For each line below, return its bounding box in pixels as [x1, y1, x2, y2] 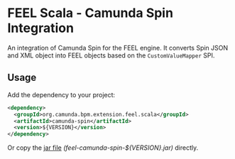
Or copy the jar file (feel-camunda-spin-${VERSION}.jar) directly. [7, 143, 199, 152]
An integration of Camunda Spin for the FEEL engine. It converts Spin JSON [7, 43, 229, 52]
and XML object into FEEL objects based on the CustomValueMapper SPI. [7, 51, 215, 60]
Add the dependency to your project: [7, 90, 116, 99]
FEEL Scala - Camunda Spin [7, 5, 174, 21]
